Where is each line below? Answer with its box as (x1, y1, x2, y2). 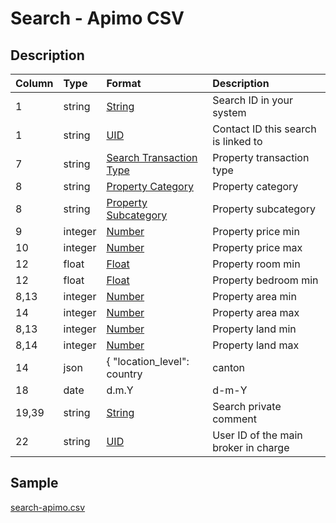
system (212, 106, 247, 119)
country (106, 367, 143, 381)
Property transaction (212, 151, 310, 164)
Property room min (212, 257, 301, 271)
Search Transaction (106, 151, 198, 164)
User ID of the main (212, 428, 303, 442)
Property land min (212, 322, 297, 336)
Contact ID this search (212, 122, 317, 136)
